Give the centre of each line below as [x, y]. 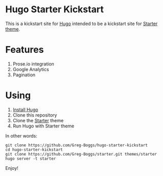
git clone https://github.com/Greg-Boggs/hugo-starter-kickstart [76, 145]
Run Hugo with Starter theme [43, 126]
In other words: [21, 136]
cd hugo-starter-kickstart [34, 149]
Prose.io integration [34, 64]
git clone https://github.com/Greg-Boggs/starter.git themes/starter [81, 154]
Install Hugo [25, 109]
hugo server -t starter [31, 159]
